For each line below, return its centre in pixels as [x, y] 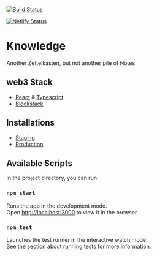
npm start [21, 193]
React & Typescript [39, 97]
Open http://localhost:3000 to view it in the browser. [72, 212]
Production [29, 144]
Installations [31, 123]
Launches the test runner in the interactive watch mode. [77, 239]
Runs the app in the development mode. [57, 206]
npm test [19, 227]
